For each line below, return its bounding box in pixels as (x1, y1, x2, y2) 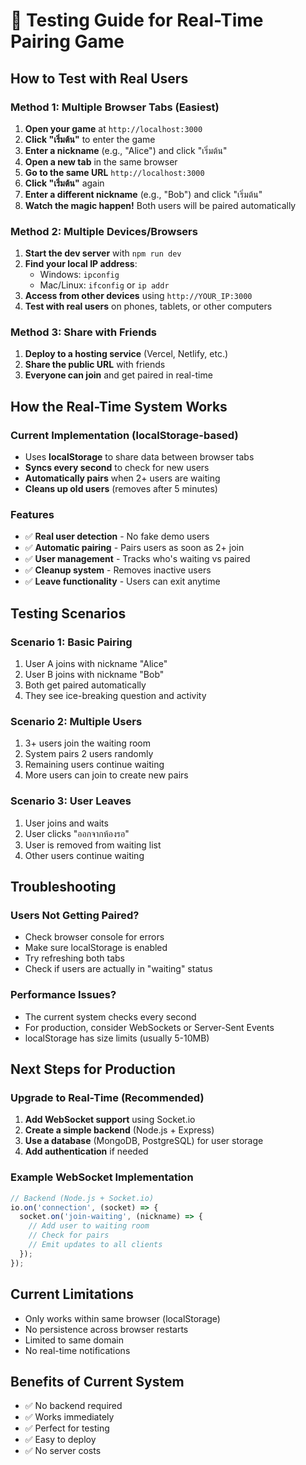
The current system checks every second (24, 1010, 197, 1023)
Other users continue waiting (24, 849, 145, 861)
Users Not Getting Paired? (10, 909, 140, 923)
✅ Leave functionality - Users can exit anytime (24, 575, 221, 588)
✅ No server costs (24, 1445, 102, 1457)
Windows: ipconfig (39, 269, 120, 281)
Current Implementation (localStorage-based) (10, 428, 239, 442)
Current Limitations (10, 1286, 135, 1303)
